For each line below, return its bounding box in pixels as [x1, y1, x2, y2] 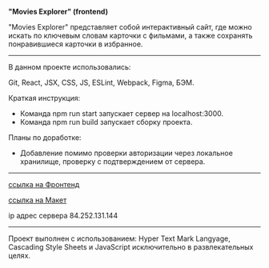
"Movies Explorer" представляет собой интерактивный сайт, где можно [8, 22, 252, 31]
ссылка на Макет [8, 195, 67, 205]
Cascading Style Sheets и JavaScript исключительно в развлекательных [8, 242, 254, 251]
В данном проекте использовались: [8, 62, 131, 71]
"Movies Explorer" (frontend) [8, 7, 108, 16]
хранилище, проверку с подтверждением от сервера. [19, 157, 206, 166]
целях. [8, 251, 30, 260]
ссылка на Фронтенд [8, 180, 80, 189]
